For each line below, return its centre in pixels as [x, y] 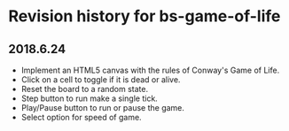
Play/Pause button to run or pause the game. [103, 108]
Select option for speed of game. [82, 117]
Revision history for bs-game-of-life [144, 16]
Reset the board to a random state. [84, 89]
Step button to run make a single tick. [90, 98]
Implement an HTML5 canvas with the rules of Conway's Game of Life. [150, 70]
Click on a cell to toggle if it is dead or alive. [101, 80]
